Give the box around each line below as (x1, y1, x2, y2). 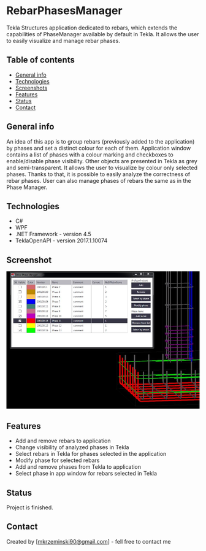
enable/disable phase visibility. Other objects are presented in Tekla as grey (6, 157, 197, 164)
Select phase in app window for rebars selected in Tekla (15, 470, 158, 477)
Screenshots (15, 84, 48, 91)
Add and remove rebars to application (15, 437, 112, 445)
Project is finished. (6, 504, 53, 511)
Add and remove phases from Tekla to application (15, 463, 142, 471)
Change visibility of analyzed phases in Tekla (15, 444, 129, 451)
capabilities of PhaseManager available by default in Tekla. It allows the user (6, 30, 199, 37)
